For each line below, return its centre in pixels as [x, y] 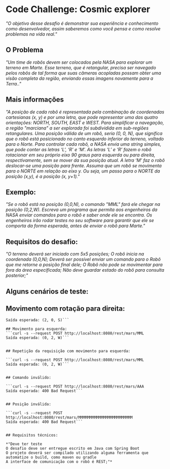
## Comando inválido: [29, 378]
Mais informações [35, 100]
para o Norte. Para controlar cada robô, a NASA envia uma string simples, [83, 144]
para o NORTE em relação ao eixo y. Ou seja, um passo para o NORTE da [83, 171]
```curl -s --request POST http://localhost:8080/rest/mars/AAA [75, 387]
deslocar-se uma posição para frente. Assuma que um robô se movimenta [84, 165]
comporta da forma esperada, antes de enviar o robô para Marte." [76, 226]
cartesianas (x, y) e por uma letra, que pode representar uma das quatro [82, 117]
